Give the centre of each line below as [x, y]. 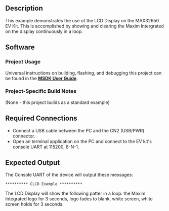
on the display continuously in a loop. [44, 31]
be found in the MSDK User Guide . [41, 78]
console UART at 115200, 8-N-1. [46, 147]
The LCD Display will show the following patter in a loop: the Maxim [75, 194]
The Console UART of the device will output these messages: [69, 175]
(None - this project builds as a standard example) [57, 102]
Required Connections [41, 118]
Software [20, 47]
